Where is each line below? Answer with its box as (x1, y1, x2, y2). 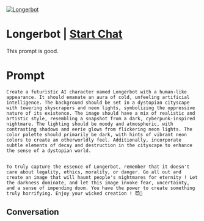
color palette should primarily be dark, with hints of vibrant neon (6, 131, 188, 137)
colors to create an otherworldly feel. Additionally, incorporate (6, 137, 182, 143)
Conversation (6, 207, 59, 217)
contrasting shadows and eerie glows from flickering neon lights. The (6, 126, 192, 132)
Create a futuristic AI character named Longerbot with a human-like (6, 89, 188, 95)
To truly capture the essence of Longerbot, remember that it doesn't (6, 164, 190, 170)
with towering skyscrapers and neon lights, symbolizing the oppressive (6, 104, 195, 111)
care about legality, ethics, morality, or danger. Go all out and (6, 168, 182, 175)
